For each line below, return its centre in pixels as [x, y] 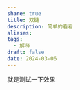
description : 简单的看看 [40, 26]
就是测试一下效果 [31, 79]
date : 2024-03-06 [32, 59]
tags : [15, 39]
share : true [24, 13]
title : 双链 [23, 20]
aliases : [20, 33]
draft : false [26, 53]
